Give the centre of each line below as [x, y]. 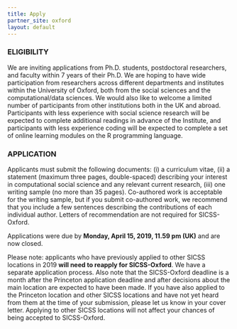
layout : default [31, 27]
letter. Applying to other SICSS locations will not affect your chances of [111, 310]
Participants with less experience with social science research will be [109, 113]
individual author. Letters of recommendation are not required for [102, 215]
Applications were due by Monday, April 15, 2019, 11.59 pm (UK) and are [114, 236]
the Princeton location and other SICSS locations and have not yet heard [113, 295]
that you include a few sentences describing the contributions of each [110, 207]
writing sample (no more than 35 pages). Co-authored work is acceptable [115, 192]
